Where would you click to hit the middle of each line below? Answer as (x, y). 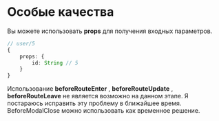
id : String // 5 (55, 63)
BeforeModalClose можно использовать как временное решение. (104, 111)
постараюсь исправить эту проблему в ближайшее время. (94, 103)
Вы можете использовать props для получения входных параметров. (110, 31)
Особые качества (61, 12)
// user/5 (21, 43)
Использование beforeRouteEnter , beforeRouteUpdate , (90, 89)
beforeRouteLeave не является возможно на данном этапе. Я (98, 96)
